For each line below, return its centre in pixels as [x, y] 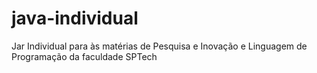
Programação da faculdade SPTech [84, 56]
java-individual [75, 18]
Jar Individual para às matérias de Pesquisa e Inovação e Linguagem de [159, 46]
